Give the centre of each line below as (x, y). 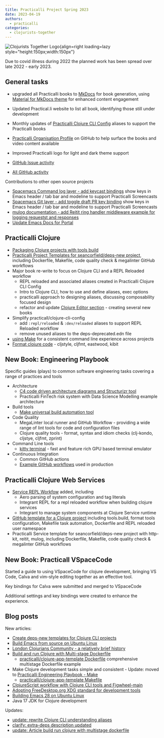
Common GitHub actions (44, 459)
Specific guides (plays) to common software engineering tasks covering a (80, 371)
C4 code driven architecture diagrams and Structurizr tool (78, 391)
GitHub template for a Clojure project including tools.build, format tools (83, 518)
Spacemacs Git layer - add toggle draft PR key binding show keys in (81, 201)
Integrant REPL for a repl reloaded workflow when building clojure (86, 502)
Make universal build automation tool (57, 412)
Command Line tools (33, 444)
